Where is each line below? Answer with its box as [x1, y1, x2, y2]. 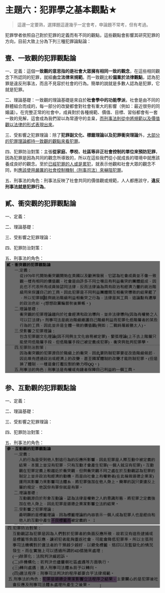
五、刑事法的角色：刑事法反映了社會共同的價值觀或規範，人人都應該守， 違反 [5, 178, 160, 183]
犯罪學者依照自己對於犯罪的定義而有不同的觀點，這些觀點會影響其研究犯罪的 [5, 32, 160, 38]
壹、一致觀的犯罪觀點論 [5, 54, 76, 62]
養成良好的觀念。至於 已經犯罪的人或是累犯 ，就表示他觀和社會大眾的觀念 [5, 161, 151, 167]
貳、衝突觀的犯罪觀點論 [5, 200, 76, 208]
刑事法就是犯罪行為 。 [5, 183, 48, 189]
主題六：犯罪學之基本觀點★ [5, 4, 118, 16]
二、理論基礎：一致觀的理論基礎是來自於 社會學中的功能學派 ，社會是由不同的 [5, 97, 160, 103]
